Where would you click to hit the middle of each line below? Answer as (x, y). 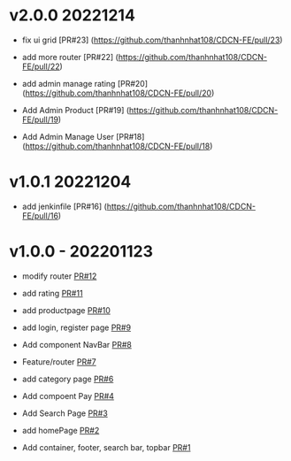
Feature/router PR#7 (59, 361)
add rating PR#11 (52, 293)
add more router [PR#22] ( (70, 57)
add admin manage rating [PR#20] (85, 83)
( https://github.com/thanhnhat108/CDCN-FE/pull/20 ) (118, 93)
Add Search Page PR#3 (65, 413)
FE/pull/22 (41, 66)
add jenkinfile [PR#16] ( (65, 206)
